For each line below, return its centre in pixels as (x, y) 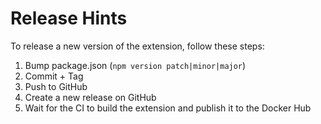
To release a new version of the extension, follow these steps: (137, 46)
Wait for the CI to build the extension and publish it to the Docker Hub (168, 108)
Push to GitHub (56, 86)
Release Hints (69, 18)
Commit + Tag (54, 76)
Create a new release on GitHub (90, 97)
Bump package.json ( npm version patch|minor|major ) (135, 65)
